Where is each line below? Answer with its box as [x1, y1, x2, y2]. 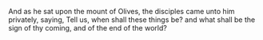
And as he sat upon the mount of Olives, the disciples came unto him [8, 7, 235, 16]
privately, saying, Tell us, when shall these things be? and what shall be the [8, 15, 256, 24]
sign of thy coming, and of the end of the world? [8, 24, 168, 32]
